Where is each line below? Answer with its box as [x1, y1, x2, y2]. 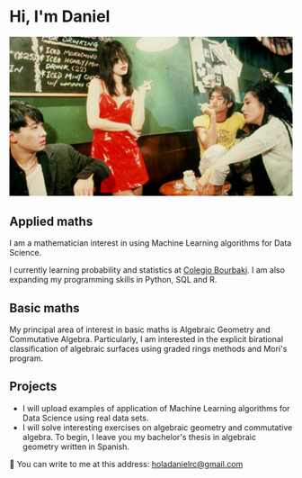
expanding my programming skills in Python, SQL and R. [9, 275, 218, 285]
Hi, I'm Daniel [9, 6, 111, 27]
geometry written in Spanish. [22, 441, 130, 452]
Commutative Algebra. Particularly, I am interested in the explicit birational [9, 334, 284, 345]
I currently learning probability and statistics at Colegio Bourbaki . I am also [9, 265, 286, 275]
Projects [9, 379, 58, 394]
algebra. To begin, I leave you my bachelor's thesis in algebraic [22, 431, 256, 442]
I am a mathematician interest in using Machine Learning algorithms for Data [9, 238, 292, 248]
